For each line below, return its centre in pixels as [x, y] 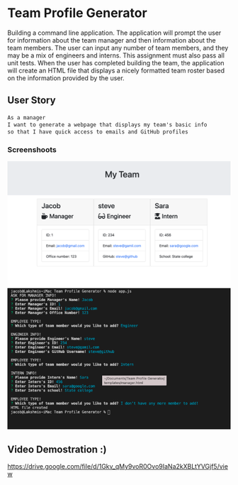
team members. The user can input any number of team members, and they [118, 48]
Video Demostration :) [57, 449]
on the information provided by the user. [66, 78]
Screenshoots [32, 149]
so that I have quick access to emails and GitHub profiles [98, 132]
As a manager [27, 118]
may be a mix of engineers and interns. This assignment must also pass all [116, 55]
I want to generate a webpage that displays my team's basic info [107, 125]
